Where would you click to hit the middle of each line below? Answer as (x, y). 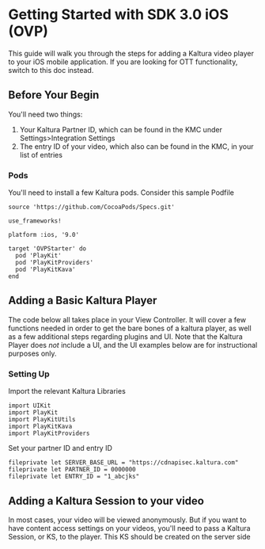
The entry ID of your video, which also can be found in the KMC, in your (137, 146)
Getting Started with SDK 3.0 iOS (119, 15)
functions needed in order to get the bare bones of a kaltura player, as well (130, 328)
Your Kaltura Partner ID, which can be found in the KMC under (121, 129)
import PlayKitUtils (42, 420)
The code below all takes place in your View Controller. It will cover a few (127, 319)
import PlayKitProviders (49, 433)
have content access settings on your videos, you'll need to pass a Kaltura (129, 528)
